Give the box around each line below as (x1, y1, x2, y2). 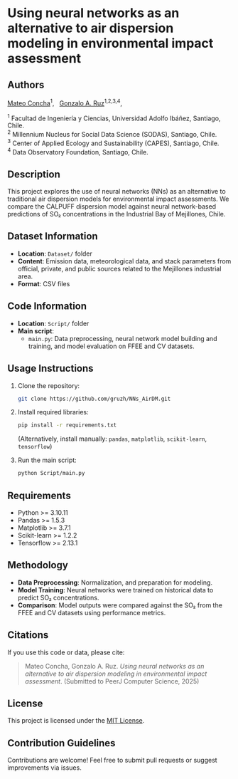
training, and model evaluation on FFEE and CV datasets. (28, 342, 195, 350)
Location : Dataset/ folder (17, 249, 92, 258)
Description (7, 168, 60, 180)
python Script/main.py (17, 470, 85, 477)
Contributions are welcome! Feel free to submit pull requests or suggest (7, 756, 218, 765)
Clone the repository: (17, 381, 80, 389)
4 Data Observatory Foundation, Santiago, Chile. (7, 146, 149, 156)
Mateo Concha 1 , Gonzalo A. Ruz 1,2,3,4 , (7, 98, 123, 108)
